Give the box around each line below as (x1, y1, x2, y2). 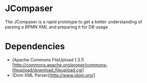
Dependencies (5, 41, 65, 52)
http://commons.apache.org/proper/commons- (14, 62, 108, 68)
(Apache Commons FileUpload (12, 56, 74, 63)
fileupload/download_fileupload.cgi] (12, 67, 84, 73)
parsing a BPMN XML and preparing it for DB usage (5, 24, 108, 29)
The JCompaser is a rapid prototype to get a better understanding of (5, 19, 143, 25)
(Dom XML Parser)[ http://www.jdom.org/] (12, 72, 96, 78)
